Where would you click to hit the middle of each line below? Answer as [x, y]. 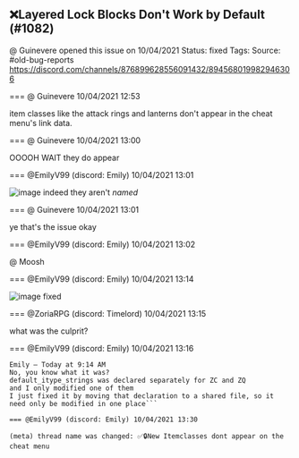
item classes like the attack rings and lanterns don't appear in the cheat [141, 113]
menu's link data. [41, 123]
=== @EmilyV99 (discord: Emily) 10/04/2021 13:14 [102, 279]
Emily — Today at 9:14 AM [57, 365]
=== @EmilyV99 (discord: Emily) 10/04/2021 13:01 [102, 174]
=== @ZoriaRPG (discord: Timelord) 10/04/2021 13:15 [108, 313]
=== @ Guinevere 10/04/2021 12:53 [75, 96]
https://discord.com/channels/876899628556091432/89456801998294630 [150, 69]
